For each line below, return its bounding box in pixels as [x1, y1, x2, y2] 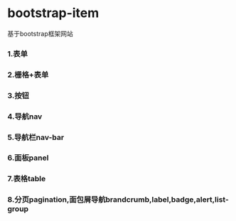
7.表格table [7, 174, 46, 184]
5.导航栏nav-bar [7, 132, 65, 142]
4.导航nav [7, 112, 43, 122]
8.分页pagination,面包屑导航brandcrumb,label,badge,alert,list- [7, 195, 229, 205]
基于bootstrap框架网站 [7, 29, 73, 38]
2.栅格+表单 [7, 70, 49, 80]
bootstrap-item [7, 5, 100, 21]
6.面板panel [7, 153, 49, 163]
